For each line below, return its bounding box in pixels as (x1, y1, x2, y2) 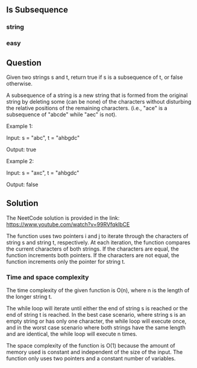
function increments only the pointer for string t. (6, 258, 125, 265)
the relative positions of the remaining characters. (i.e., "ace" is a (6, 105, 167, 112)
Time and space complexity (6, 273, 89, 281)
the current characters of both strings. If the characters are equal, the (6, 245, 180, 252)
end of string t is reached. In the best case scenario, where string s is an (6, 311, 186, 319)
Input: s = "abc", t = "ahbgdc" (6, 134, 80, 142)
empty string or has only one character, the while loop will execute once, (6, 317, 187, 325)
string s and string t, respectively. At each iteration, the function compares (6, 239, 191, 246)
